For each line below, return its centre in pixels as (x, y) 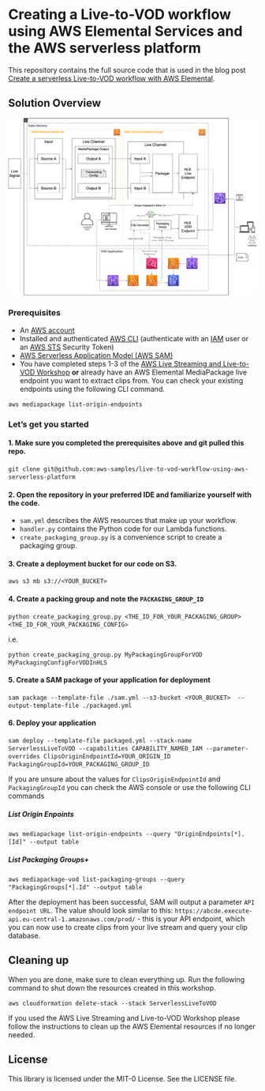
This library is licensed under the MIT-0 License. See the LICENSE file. (122, 1078)
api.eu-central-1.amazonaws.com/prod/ (72, 919)
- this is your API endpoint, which (191, 919)
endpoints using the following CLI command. (92, 389)
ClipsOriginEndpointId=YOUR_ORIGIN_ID (107, 756)
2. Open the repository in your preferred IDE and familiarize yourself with (130, 495)
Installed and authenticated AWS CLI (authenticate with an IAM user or (134, 338)
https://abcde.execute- (214, 911)
